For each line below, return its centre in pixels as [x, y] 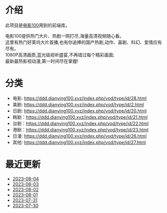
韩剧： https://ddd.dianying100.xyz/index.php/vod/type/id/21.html [80, 117]
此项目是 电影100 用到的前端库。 [38, 25]
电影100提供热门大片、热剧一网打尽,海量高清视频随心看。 [65, 36]
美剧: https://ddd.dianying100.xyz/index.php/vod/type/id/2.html [78, 104]
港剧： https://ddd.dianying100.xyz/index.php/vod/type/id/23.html [80, 129]
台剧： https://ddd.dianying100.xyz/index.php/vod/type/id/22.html [80, 123]
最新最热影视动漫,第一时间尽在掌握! [42, 61]
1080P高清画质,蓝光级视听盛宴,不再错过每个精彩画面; [60, 55]
